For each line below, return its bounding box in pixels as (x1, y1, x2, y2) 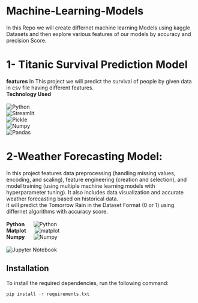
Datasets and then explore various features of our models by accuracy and (6, 30, 191, 37)
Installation (6, 263, 49, 274)
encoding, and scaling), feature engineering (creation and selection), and (6, 176, 187, 183)
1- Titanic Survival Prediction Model (6, 58, 188, 71)
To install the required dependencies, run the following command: (6, 279, 169, 286)
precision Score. (6, 37, 47, 44)
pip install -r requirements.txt (6, 291, 90, 297)
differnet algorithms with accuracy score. (6, 208, 108, 215)
